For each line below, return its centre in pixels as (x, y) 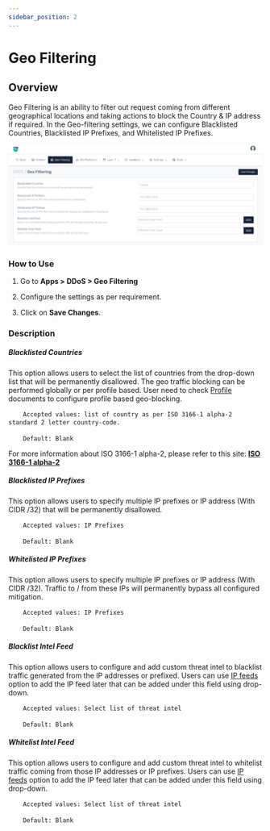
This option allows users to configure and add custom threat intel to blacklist (135, 666)
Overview (33, 88)
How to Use (31, 264)
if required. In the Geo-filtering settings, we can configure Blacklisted (123, 124)
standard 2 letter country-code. (64, 422)
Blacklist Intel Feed (41, 646)
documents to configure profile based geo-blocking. (96, 399)
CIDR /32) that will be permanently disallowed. (85, 509)
